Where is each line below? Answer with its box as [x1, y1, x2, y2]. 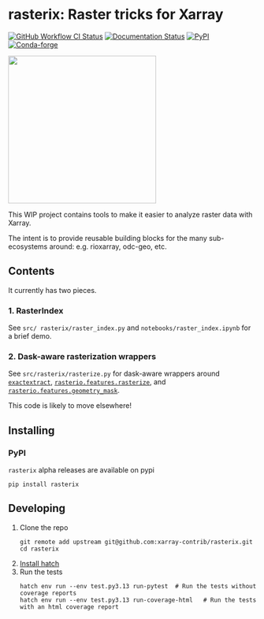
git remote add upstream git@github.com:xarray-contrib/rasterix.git [19, 538, 254, 546]
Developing [8, 502, 65, 515]
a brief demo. [8, 332, 52, 341]
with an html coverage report [19, 602, 120, 611]
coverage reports [19, 589, 77, 597]
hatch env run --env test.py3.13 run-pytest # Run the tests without [19, 582, 257, 590]
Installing [8, 424, 55, 437]
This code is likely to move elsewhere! [8, 401, 132, 410]
